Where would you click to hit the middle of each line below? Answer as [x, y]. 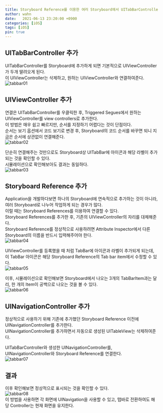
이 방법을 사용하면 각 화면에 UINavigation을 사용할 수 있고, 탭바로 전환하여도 [77, 399]
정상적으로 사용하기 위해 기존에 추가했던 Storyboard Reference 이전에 [72, 319]
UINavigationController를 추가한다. [39, 325]
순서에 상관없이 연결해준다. [39, 137]
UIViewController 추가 [38, 100]
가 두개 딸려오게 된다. [25, 71]
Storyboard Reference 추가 [46, 186]
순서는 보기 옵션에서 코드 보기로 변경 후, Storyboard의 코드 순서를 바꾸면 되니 [78, 130]
